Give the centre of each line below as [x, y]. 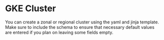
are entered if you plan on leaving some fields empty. [59, 32]
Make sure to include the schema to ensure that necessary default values [80, 27]
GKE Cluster [31, 9]
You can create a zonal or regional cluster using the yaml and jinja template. [82, 22]
